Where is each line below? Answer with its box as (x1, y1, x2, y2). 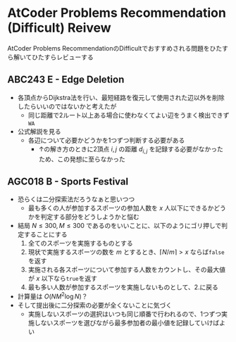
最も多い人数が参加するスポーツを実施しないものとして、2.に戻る (27, 283, 218, 291)
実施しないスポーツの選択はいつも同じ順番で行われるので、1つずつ (27, 310, 222, 318)
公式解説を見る (17, 127, 61, 135)
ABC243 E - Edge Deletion (7, 74, 125, 86)
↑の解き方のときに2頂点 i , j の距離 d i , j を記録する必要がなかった (38, 144, 224, 155)
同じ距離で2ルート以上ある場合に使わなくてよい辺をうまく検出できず (27, 110, 230, 119)
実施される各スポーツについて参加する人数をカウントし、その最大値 (27, 265, 225, 274)
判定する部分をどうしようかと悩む (40, 213, 139, 221)
